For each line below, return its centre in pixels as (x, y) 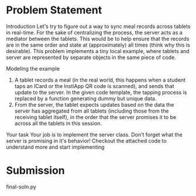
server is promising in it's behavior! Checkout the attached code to (86, 141)
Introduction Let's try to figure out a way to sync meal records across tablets (98, 26)
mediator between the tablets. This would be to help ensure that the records (98, 38)
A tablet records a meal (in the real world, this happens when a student (100, 80)
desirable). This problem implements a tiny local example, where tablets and (98, 51)
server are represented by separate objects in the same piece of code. (91, 57)
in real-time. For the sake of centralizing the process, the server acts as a (94, 32)
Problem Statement (54, 10)
